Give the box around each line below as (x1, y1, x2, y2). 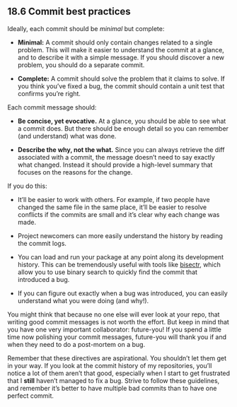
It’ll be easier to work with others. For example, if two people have (17, 195, 210, 203)
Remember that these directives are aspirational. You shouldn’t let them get (7, 353, 227, 362)
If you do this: (7, 182, 47, 190)
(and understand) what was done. (17, 131, 117, 140)
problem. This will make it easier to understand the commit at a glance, (17, 45, 224, 54)
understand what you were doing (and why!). (17, 296, 149, 305)
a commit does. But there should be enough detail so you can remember (17, 124, 229, 133)
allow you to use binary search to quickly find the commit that (17, 268, 198, 276)
